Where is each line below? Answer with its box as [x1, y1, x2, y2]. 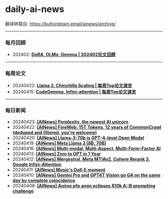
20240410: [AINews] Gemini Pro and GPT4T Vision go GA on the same [12, 172, 161, 178]
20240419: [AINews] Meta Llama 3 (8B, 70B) [12, 140, 106, 146]
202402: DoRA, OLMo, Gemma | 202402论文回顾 [12, 52, 116, 58]
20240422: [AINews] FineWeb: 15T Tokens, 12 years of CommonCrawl [12, 124, 161, 130]
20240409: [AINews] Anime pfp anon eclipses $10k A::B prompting [12, 182, 155, 188]
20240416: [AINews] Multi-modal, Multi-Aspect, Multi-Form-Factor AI [12, 145, 161, 151]
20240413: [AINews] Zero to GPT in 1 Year [12, 150, 101, 156]
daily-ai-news [5, 4, 64, 15]
